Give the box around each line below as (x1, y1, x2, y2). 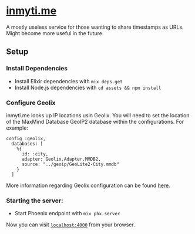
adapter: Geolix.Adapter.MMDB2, (21, 156, 101, 162)
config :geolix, (6, 135, 46, 141)
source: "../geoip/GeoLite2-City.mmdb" (21, 161, 119, 167)
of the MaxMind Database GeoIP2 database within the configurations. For (6, 118, 184, 125)
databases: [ (11, 141, 43, 147)
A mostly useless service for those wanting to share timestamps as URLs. (6, 23, 184, 30)
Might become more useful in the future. (6, 29, 104, 36)
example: (6, 124, 28, 131)
